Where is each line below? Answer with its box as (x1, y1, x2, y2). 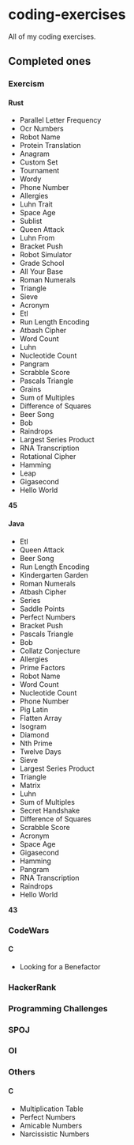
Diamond (19, 730, 50, 739)
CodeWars (8, 924, 50, 935)
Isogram (19, 722, 47, 731)
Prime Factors (19, 662, 65, 672)
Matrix (19, 780, 41, 790)
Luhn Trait (19, 199, 53, 209)
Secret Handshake (19, 806, 80, 815)
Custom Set (19, 157, 58, 167)
